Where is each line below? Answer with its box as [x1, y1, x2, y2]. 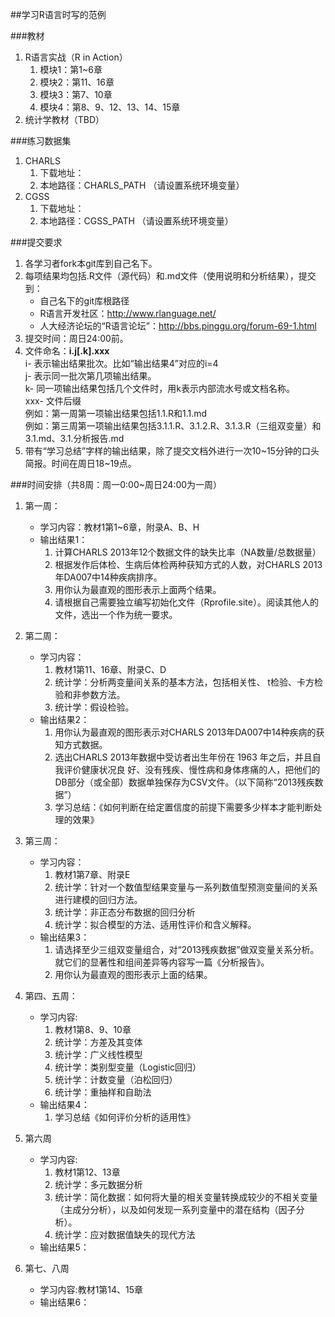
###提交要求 [10, 236, 63, 248]
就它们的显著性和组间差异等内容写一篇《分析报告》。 [54, 956, 270, 968]
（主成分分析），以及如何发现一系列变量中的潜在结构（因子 [54, 1204, 297, 1215]
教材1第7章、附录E [54, 869, 131, 880]
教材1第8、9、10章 [54, 1024, 132, 1035]
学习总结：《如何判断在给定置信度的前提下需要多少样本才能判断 [54, 801, 314, 813]
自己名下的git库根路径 [39, 295, 130, 307]
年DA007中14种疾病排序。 [54, 571, 163, 583]
